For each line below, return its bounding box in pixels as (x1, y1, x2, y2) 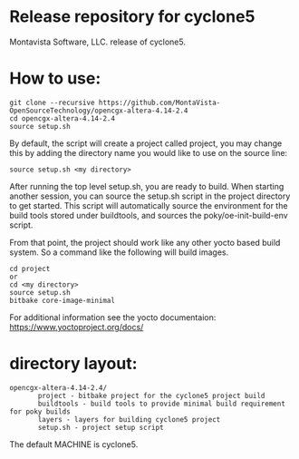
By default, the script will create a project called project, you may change (9, 138, 283, 149)
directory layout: (9, 354, 138, 374)
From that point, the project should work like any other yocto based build (9, 237, 281, 248)
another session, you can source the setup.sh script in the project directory (9, 190, 291, 201)
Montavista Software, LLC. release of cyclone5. (9, 36, 186, 47)
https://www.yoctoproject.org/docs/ (9, 321, 144, 332)
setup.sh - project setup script (37, 423, 165, 432)
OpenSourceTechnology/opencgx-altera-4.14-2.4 (9, 106, 188, 115)
